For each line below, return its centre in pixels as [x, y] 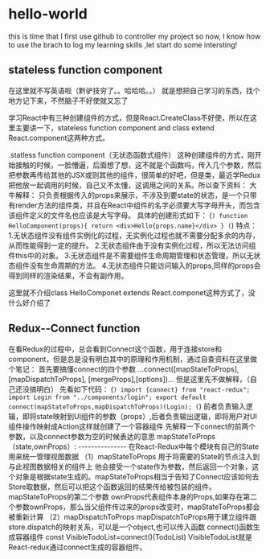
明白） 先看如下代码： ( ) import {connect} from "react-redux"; [143, 389]
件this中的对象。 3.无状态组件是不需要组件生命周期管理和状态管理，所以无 [131, 255]
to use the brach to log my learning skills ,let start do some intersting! [123, 44]
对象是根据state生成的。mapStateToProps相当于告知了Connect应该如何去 [137, 476]
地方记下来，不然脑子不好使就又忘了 [68, 101]
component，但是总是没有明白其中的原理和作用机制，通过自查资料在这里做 [133, 359]
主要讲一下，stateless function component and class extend [115, 127]
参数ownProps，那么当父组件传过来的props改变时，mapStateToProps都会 [137, 507]
